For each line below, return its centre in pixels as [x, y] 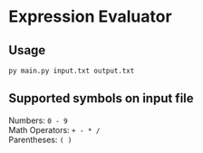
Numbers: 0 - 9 [39, 120]
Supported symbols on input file [101, 98]
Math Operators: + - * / [54, 129]
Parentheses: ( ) [40, 139]
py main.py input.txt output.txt [72, 71]
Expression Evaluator [91, 17]
